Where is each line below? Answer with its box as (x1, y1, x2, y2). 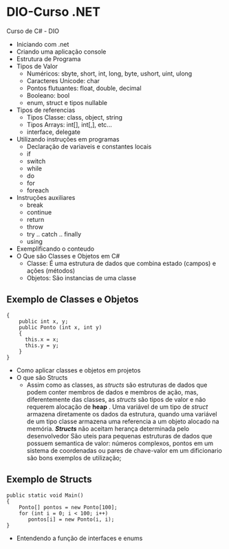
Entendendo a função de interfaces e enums (16, 534, 143, 542)
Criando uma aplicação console (16, 47, 107, 56)
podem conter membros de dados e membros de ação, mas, (26, 388, 199, 396)
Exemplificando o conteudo (16, 245, 94, 253)
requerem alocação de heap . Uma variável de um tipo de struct (26, 403, 208, 411)
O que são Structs (16, 373, 68, 381)
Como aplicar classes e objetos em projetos (16, 366, 141, 374)
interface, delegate (26, 128, 80, 136)
